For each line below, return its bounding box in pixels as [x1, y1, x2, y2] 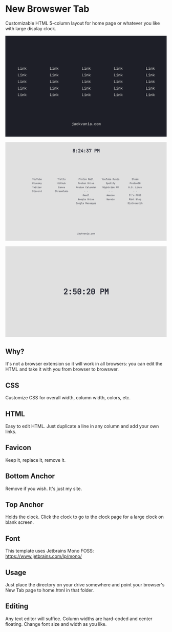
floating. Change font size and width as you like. [5, 621, 107, 627]
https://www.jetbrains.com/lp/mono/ [5, 553, 82, 559]
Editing [5, 602, 29, 610]
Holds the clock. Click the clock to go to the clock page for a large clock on [5, 514, 164, 520]
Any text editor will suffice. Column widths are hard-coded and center [5, 616, 153, 622]
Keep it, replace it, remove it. [5, 457, 66, 463]
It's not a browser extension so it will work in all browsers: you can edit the [5, 361, 163, 367]
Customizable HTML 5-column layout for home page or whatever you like [5, 20, 160, 26]
